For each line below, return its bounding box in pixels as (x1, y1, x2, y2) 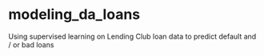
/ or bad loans (8, 39, 54, 49)
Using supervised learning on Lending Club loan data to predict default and (8, 32, 257, 41)
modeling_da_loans (8, 6, 141, 24)
